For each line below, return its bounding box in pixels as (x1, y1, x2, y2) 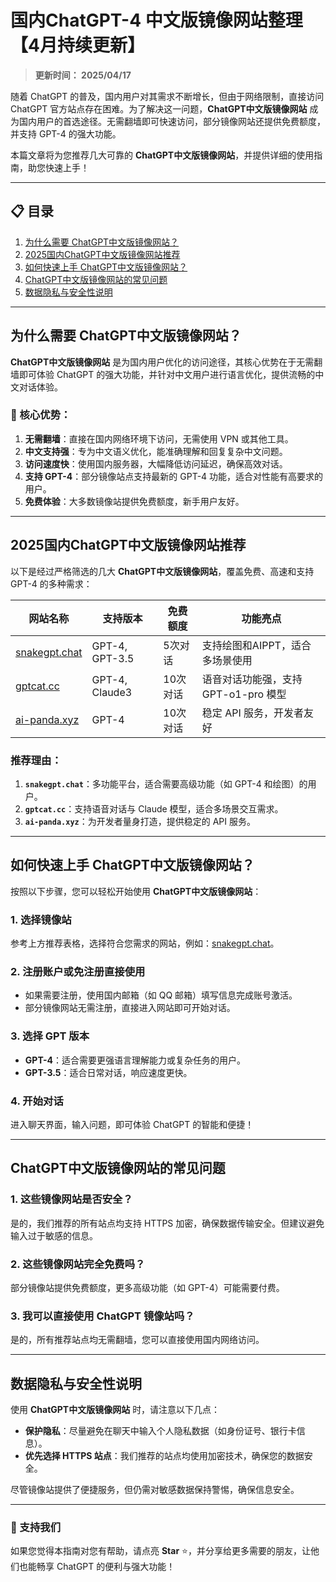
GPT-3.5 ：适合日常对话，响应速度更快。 (24, 1066, 193, 1078)
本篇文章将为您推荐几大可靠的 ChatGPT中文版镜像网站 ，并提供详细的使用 (10, 149, 315, 161)
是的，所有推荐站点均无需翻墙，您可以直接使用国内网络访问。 (10, 1334, 265, 1346)
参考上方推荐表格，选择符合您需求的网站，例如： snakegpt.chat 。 (10, 937, 280, 950)
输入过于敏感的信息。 (10, 1229, 98, 1241)
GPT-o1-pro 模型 (201, 687, 287, 701)
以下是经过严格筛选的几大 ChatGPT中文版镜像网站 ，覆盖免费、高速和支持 (10, 565, 315, 577)
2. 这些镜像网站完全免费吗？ (10, 1257, 146, 1271)
